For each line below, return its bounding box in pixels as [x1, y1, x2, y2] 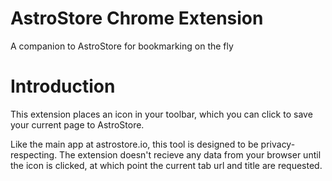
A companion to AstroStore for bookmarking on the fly [10, 40, 234, 52]
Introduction [10, 75, 116, 98]
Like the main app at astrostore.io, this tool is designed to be [10, 138, 259, 150]
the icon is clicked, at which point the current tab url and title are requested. [10, 159, 323, 171]
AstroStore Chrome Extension [10, 7, 264, 30]
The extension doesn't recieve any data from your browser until [59, 148, 322, 161]
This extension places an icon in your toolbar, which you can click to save [10, 108, 313, 120]
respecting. [10, 148, 58, 161]
